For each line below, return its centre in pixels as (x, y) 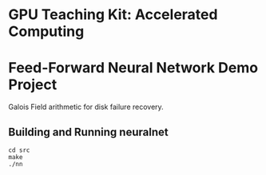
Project (33, 85)
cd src (19, 150)
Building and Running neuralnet (89, 132)
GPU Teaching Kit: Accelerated (113, 15)
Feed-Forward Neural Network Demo (133, 68)
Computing (46, 31)
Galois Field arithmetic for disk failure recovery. (86, 107)
